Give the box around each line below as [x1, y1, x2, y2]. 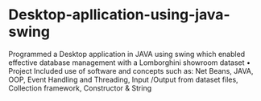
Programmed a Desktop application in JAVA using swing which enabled [8, 49, 246, 59]
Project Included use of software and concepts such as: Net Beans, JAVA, [8, 66, 254, 75]
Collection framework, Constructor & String [8, 83, 151, 93]
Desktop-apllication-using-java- [8, 6, 231, 24]
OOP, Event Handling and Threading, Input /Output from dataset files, [8, 75, 239, 84]
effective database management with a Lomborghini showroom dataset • [8, 58, 251, 67]
